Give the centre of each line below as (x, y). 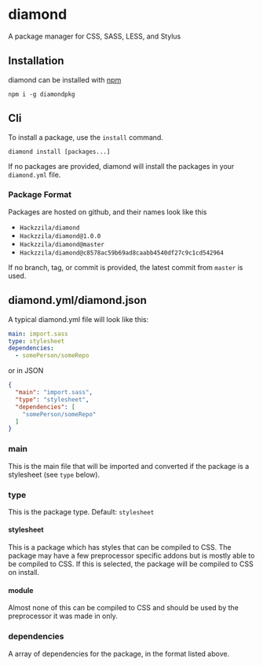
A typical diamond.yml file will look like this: (79, 319)
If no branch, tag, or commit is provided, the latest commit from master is (126, 267)
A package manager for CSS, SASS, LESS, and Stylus (95, 36)
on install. (24, 573)
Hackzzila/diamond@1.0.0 (60, 236)
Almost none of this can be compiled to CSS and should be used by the (124, 608)
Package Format (40, 195)
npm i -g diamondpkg (42, 94)
